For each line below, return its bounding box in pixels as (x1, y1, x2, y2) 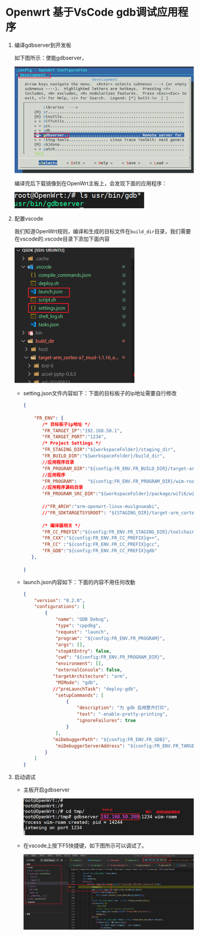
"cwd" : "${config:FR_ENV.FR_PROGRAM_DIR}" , (55, 654, 165, 660)
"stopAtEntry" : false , (55, 648, 112, 654)
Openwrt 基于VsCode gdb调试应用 (5, 5, 179, 19)
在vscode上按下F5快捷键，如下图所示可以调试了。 (23, 842, 147, 849)
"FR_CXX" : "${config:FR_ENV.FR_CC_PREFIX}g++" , (42, 535, 160, 541)
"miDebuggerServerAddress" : (55, 743, 125, 749)
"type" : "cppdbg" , (55, 623, 101, 629)
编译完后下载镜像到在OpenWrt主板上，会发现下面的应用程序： (14, 180, 168, 187)
